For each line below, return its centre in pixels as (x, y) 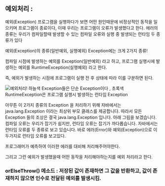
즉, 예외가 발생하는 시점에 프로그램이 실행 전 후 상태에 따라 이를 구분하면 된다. (80, 77)
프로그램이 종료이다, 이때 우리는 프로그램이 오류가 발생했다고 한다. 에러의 (88, 28)
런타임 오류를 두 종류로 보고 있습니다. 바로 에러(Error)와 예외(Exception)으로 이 (81, 129)
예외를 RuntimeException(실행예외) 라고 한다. (62, 67)
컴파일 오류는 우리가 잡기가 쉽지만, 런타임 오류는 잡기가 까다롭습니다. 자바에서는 (82, 123)
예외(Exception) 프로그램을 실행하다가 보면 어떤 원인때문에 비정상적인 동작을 (79, 22)
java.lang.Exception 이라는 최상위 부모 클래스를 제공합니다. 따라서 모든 (74, 111)
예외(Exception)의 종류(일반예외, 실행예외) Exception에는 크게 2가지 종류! (77, 50)
